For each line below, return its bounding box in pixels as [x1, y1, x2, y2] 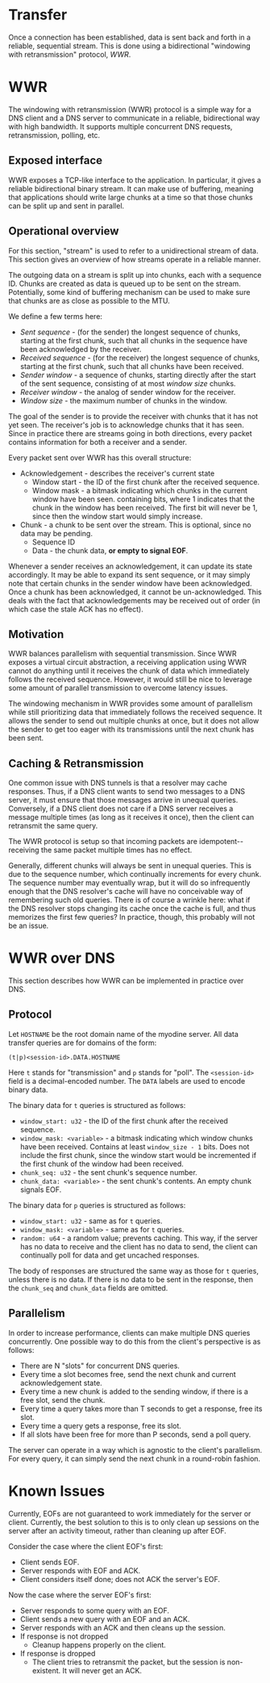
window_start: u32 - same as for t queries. [19, 1215, 163, 1225]
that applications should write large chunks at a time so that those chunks [8, 192, 253, 202]
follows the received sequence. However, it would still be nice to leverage [8, 674, 252, 684]
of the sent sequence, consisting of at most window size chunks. [19, 378, 236, 388]
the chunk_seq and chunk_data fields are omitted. [8, 1282, 168, 1293]
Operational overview [8, 225, 119, 238]
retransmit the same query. [8, 821, 98, 831]
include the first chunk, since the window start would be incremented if [19, 1150, 256, 1160]
